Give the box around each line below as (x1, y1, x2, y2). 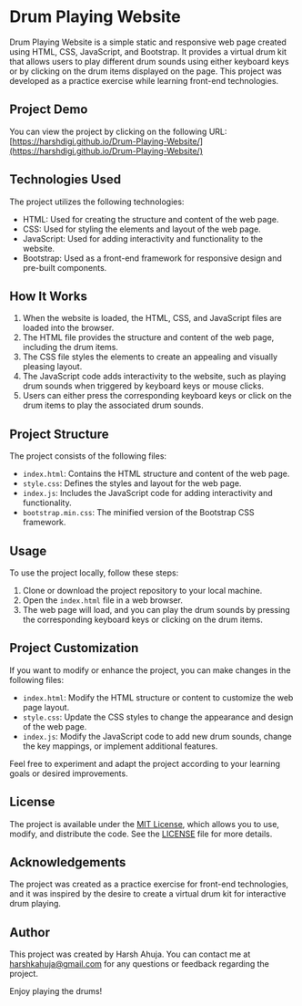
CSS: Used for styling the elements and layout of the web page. (22, 223, 261, 234)
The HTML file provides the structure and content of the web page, (22, 332, 275, 343)
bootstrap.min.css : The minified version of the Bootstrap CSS (22, 507, 255, 518)
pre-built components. (22, 262, 107, 273)
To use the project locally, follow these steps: (9, 567, 179, 578)
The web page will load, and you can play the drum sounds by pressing (22, 605, 291, 615)
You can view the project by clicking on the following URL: (9, 126, 227, 137)
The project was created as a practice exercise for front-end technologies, (9, 878, 289, 890)
